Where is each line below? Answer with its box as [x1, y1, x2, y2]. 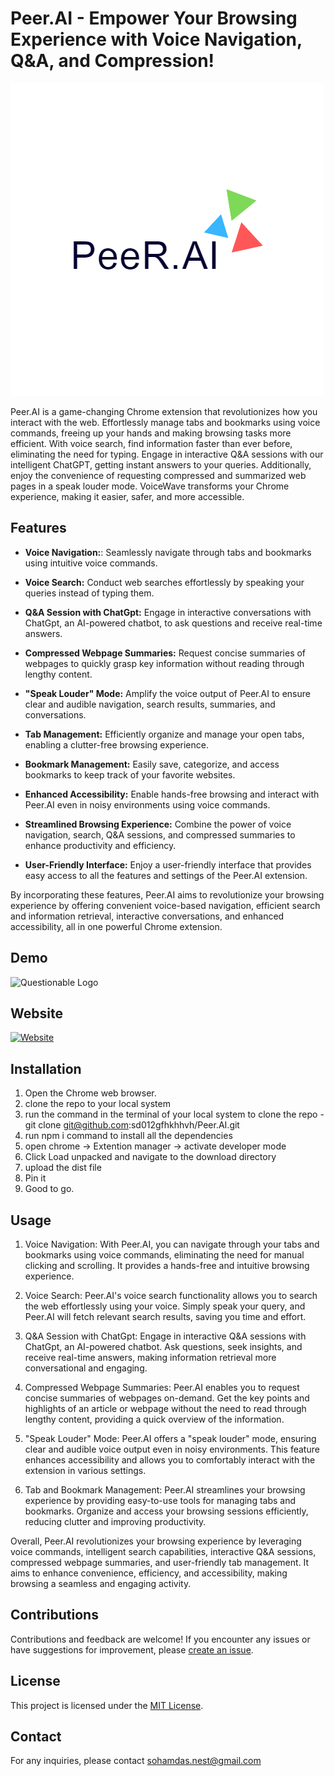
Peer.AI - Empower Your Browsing [10, 7, 298, 30]
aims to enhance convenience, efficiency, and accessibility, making [10, 1567, 288, 1579]
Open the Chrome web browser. [24, 1087, 157, 1099]
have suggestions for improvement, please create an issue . [10, 1643, 254, 1656]
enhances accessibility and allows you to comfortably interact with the [24, 1454, 316, 1466]
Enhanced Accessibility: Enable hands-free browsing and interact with [24, 788, 320, 800]
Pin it [24, 1172, 47, 1184]
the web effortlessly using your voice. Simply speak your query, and [24, 1300, 306, 1312]
